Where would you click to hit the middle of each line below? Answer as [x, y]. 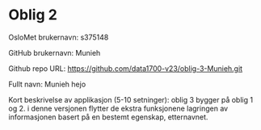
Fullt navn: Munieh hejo [47, 84]
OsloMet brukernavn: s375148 [59, 37]
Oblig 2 [33, 15]
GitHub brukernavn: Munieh [55, 52]
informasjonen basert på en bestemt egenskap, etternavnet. [108, 117]
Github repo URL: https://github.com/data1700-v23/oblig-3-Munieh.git [126, 68]
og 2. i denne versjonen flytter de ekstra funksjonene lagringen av [118, 108]
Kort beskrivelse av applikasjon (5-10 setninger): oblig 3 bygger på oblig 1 [130, 99]
